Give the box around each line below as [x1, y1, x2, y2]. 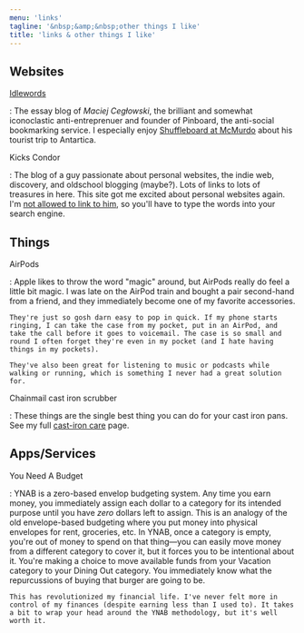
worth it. [9, 616, 47, 625]
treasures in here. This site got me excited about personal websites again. [9, 189, 286, 200]
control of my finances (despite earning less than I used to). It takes [9, 600, 295, 609]
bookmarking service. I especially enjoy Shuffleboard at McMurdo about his [9, 124, 293, 136]
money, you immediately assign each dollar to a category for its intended [9, 497, 281, 509]
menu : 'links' [9, 13, 64, 23]
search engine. [9, 208, 65, 219]
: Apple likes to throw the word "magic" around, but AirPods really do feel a [9, 276, 290, 287]
